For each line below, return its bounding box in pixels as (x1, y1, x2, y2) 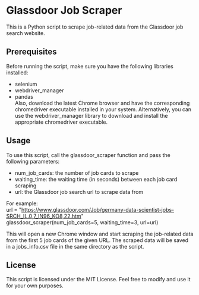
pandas (14, 93, 34, 100)
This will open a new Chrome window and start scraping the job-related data (6, 230, 194, 237)
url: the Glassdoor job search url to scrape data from (14, 188, 144, 195)
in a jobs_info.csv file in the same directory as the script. (6, 243, 144, 250)
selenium (14, 80, 37, 87)
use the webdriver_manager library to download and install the (14, 112, 168, 119)
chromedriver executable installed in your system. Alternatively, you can (14, 105, 192, 113)
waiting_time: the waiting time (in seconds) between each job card (14, 175, 178, 183)
